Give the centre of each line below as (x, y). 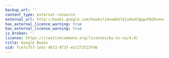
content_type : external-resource (40, 15)
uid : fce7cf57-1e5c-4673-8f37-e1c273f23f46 (52, 47)
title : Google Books (27, 43)
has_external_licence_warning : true (44, 24)
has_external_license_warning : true (44, 29)
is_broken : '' (20, 33)
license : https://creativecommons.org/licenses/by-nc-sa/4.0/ (72, 38)
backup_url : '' (21, 10)
